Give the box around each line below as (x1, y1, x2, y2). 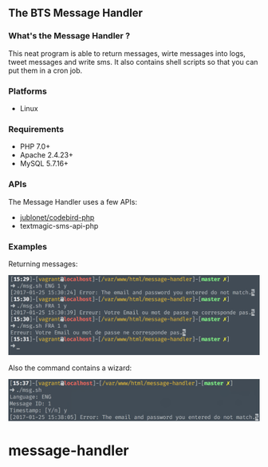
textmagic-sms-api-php (19, 221, 99, 230)
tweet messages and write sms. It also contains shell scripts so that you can (8, 57, 258, 66)
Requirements (8, 123, 65, 134)
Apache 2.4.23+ (19, 150, 74, 160)
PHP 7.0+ (19, 142, 50, 151)
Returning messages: (8, 259, 78, 269)
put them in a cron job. (8, 66, 83, 75)
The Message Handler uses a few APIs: (8, 197, 138, 206)
